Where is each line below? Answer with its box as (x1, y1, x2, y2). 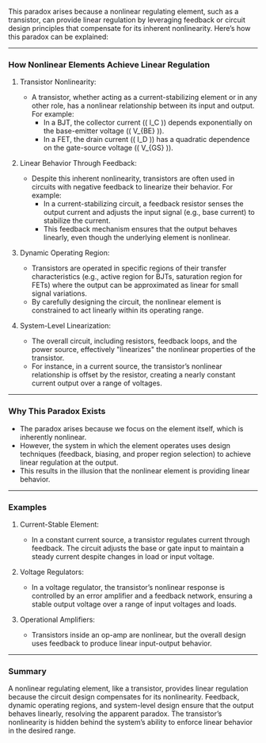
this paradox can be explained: (8, 32, 109, 41)
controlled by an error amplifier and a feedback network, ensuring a (31, 591, 253, 600)
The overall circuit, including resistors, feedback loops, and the (31, 336, 237, 346)
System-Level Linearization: (19, 321, 112, 331)
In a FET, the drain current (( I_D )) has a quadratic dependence (43, 135, 250, 144)
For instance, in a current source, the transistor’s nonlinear (31, 362, 223, 371)
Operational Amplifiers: (19, 615, 95, 624)
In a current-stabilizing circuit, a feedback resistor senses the (43, 199, 244, 209)
